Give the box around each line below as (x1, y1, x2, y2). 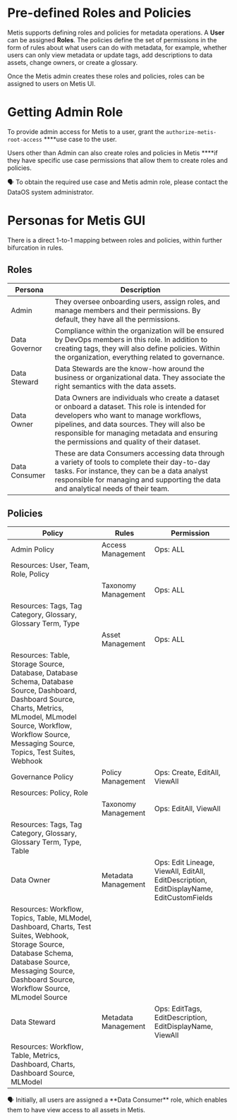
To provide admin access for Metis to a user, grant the (7, 127, 164, 135)
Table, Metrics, (11, 1051, 60, 1061)
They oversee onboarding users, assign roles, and (54, 296, 221, 306)
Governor (11, 343, 42, 353)
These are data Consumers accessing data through (54, 448, 225, 458)
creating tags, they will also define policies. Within (54, 343, 221, 353)
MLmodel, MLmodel (11, 712, 77, 722)
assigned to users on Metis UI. (7, 79, 96, 87)
